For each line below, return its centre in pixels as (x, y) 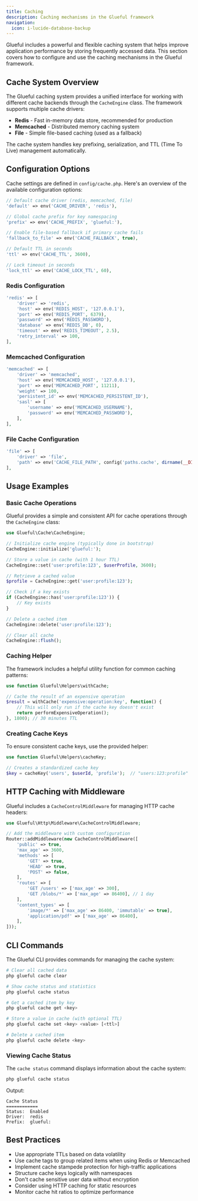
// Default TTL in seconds (39, 249)
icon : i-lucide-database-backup (51, 28)
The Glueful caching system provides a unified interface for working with (95, 96)
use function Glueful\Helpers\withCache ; (58, 686)
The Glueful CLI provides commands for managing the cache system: (90, 960)
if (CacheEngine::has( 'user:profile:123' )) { (63, 598)
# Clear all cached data (37, 971)
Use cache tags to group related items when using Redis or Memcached (102, 1160)
